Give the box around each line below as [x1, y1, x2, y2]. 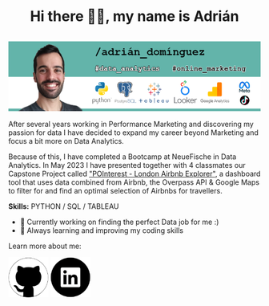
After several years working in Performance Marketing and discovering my [8, 120, 254, 129]
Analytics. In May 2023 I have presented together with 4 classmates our [8, 161, 246, 170]
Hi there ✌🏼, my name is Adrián [30, 7, 239, 26]
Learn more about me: [8, 241, 82, 251]
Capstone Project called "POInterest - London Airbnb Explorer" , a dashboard [8, 169, 261, 179]
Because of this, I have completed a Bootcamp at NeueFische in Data [8, 152, 237, 161]
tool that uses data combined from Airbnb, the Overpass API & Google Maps [8, 177, 260, 187]
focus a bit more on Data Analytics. [8, 137, 124, 146]
